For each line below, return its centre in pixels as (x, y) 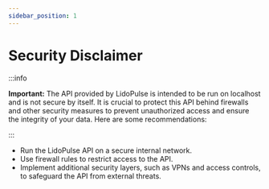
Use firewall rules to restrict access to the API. (96, 158)
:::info (18, 78)
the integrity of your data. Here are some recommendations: (108, 119)
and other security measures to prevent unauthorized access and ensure (129, 110)
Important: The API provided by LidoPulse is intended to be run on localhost (134, 93)
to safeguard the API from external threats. (91, 176)
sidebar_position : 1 (43, 16)
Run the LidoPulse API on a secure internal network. (106, 150)
